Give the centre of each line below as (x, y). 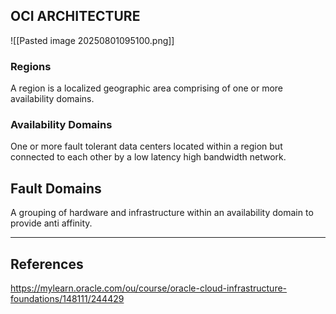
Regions (31, 66)
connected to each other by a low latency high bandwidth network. (148, 157)
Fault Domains (56, 188)
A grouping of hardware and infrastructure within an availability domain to (162, 213)
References (47, 264)
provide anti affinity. (51, 223)
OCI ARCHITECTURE (75, 16)
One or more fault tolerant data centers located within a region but (146, 146)
